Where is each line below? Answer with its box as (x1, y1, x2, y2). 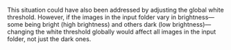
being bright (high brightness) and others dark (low (24, 21, 171, 28)
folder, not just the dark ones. (7, 35, 92, 43)
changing (7, 27, 35, 36)
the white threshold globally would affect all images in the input (35, 27, 216, 36)
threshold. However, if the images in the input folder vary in (7, 13, 177, 21)
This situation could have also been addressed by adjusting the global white (7, 6, 224, 14)
